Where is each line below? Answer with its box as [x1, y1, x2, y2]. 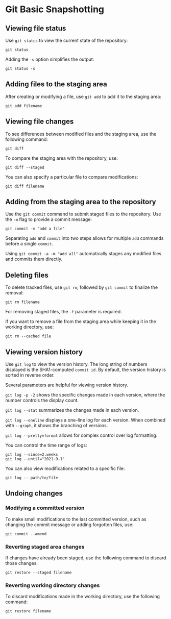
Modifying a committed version [5, 504, 85, 511]
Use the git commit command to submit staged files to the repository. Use [5, 211, 161, 217]
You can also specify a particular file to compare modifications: [5, 174, 138, 180]
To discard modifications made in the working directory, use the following [5, 593, 160, 600]
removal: [5, 290, 24, 296]
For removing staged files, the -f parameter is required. [5, 309, 122, 315]
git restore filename [5, 609, 52, 614]
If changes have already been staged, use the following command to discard [5, 555, 166, 561]
